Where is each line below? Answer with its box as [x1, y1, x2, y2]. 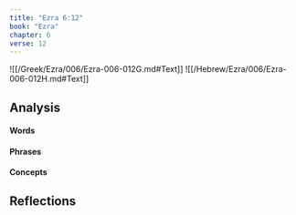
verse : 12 [9, 38, 48, 48]
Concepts [9, 167, 48, 178]
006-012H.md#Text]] [9, 74, 90, 85]
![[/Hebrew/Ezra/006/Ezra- [185, 64, 288, 75]
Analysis [9, 99, 61, 115]
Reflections [9, 193, 77, 209]
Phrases [9, 146, 42, 157]
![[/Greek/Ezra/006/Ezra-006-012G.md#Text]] [9, 64, 184, 75]
